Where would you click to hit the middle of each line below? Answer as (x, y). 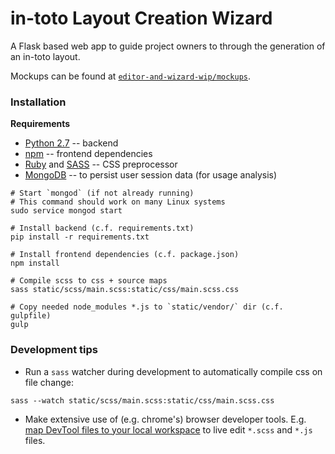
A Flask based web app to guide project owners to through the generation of (168, 46)
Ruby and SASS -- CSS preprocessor (101, 164)
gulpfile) (31, 316)
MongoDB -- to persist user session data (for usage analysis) (151, 175)
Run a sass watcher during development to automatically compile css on (173, 371)
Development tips (54, 350)
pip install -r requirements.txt (80, 237)
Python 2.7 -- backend (71, 143)
